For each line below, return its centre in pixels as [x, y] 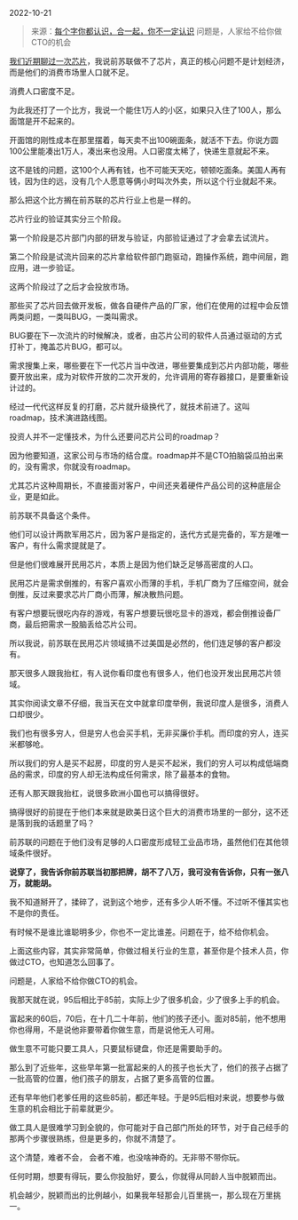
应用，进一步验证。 [44, 267]
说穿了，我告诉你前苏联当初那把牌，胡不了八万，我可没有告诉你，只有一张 [145, 872]
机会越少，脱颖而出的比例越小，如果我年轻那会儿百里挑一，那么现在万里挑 [145, 1195]
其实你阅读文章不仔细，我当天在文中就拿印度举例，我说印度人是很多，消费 [145, 703]
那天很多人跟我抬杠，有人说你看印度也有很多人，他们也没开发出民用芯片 [141, 673]
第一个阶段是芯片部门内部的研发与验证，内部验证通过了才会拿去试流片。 [141, 238]
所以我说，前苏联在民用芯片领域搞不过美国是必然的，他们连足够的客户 [137, 643]
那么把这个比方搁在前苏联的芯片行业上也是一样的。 [102, 200]
